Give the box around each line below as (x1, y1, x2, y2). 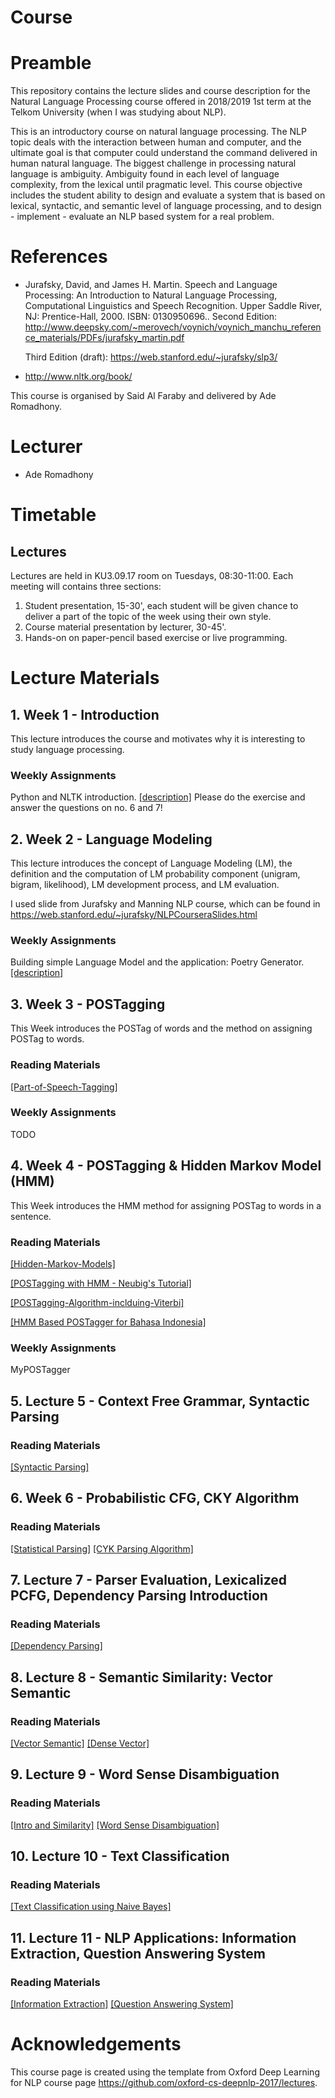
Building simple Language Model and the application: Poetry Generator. (10, 956, 305, 968)
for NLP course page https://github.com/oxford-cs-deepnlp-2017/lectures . (10, 2076, 318, 2088)
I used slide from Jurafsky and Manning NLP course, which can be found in (10, 898, 321, 910)
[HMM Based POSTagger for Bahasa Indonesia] (10, 1316, 207, 1328)
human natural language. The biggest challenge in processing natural (10, 157, 297, 170)
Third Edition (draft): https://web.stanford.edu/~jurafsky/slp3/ (24, 351, 278, 363)
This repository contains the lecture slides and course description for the (10, 85, 311, 97)
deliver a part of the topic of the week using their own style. (24, 611, 272, 622)
